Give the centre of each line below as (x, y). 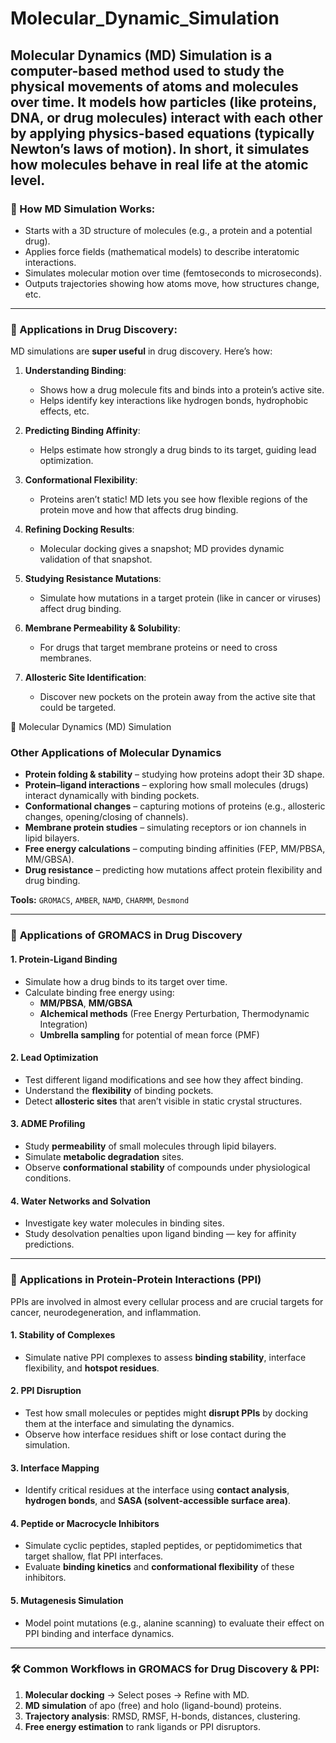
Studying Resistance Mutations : (93, 579)
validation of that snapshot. (96, 559)
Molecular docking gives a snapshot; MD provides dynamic (162, 549)
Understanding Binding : (75, 371)
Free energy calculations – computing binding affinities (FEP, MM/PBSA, (175, 849)
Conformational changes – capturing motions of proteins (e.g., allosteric (175, 806)
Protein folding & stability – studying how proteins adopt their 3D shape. (174, 774)
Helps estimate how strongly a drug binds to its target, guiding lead (178, 450)
